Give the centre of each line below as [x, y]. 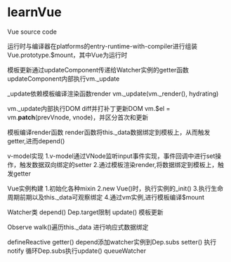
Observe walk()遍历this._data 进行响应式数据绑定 [78, 227]
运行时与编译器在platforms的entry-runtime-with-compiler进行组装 [103, 46]
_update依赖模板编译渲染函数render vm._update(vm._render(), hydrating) [113, 93]
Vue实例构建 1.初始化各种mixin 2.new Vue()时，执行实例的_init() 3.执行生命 [115, 188]
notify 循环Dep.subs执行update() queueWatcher [77, 251]
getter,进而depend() [36, 140]
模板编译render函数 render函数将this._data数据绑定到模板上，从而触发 [109, 132]
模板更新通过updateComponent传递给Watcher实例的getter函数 [98, 70]
